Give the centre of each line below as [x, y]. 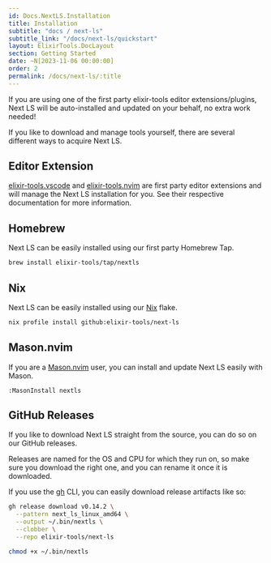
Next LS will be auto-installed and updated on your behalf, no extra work [129, 108]
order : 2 [23, 69]
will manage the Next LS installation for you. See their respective [116, 194]
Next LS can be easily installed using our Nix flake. [93, 307]
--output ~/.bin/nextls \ [60, 522]
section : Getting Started [52, 53]
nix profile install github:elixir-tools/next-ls [94, 322]
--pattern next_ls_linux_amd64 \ [72, 514]
